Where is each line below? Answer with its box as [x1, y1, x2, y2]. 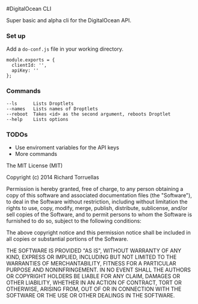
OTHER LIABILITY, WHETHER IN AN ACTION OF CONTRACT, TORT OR [6, 279, 182, 286]
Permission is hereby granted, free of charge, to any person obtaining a [6, 185, 184, 192]
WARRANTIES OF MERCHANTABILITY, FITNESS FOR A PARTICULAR [6, 259, 176, 267]
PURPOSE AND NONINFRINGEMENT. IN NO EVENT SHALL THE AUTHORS [6, 266, 191, 273]
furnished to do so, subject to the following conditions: [6, 217, 141, 225]
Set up [6, 31, 26, 40]
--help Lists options [6, 116, 69, 122]
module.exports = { [6, 57, 55, 63]
